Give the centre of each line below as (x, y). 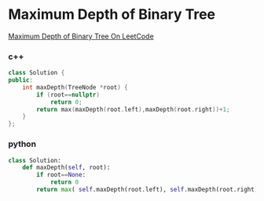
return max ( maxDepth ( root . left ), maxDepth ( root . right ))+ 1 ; (133, 109)
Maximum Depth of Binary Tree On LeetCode (81, 36)
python (22, 144)
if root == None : (61, 175)
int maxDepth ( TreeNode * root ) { (75, 87)
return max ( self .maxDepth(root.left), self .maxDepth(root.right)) (149, 190)
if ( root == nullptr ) (68, 95)
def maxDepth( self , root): (66, 168)
